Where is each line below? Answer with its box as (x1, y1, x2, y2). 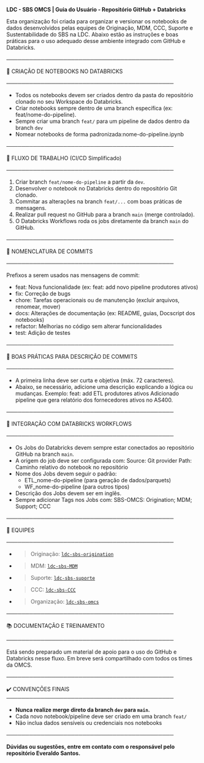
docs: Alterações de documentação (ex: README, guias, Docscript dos (15, 310, 195, 316)
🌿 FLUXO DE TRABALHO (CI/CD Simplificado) (6, 154, 122, 162)
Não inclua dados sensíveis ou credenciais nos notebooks (15, 719, 162, 726)
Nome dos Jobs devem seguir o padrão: (15, 470, 118, 477)
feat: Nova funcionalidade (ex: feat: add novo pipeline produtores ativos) (15, 283, 198, 291)
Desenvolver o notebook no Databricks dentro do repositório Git (15, 185, 178, 192)
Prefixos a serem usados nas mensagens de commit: (6, 272, 140, 279)
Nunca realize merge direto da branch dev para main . (15, 706, 150, 713)
